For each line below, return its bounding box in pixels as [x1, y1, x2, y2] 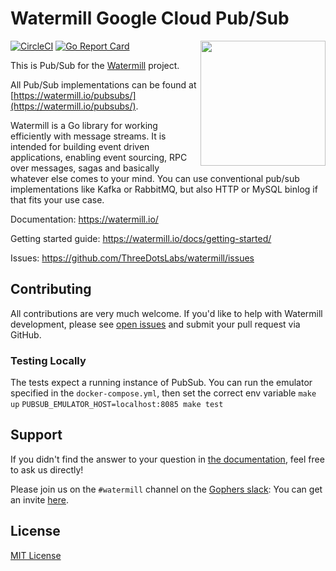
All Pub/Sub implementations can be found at [10, 78, 197, 91]
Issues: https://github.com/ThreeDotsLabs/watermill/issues [10, 252, 255, 264]
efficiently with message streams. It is [10, 130, 167, 142]
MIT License [10, 549, 62, 561]
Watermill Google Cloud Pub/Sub [10, 7, 290, 30]
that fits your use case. [10, 193, 105, 206]
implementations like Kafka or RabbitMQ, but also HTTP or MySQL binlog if [10, 183, 318, 195]
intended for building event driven [10, 140, 150, 152]
